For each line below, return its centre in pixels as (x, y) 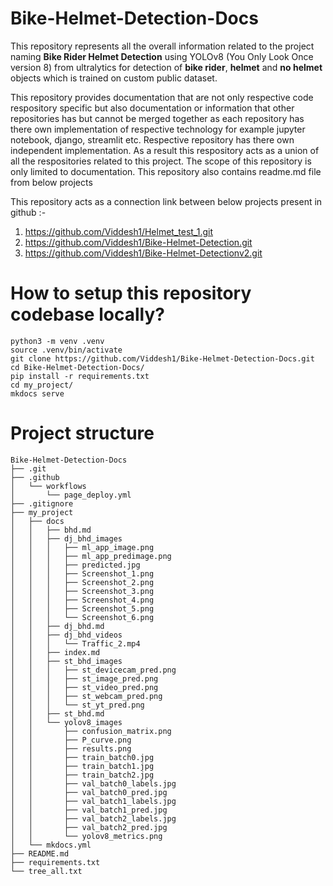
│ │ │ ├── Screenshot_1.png (82, 573)
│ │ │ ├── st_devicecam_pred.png (93, 670)
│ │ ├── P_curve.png (71, 740)
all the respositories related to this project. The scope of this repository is (161, 161)
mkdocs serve (37, 393)
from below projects (51, 182)
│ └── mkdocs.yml (51, 845)
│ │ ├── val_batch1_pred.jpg (89, 810)
